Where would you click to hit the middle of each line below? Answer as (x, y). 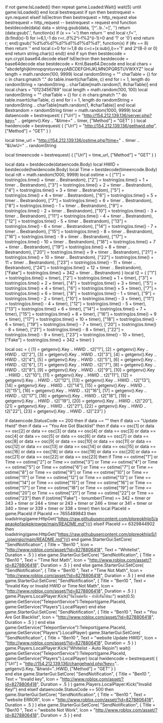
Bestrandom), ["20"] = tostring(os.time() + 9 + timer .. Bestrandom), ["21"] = (81, 252)
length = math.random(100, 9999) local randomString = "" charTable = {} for (81, 74)
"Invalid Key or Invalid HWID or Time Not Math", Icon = (59, 586)
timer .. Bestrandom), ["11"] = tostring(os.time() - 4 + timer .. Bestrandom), (79, 216)
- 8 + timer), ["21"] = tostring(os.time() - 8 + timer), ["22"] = (65, 329)
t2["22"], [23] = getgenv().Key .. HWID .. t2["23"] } (56, 411)
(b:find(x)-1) (17, 38)
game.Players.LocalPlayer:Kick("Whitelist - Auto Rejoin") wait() (68, 648)
